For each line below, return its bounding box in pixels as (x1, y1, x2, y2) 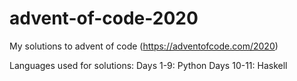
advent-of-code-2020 (9, 7, 199, 30)
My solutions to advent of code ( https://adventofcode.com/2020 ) (9, 40, 279, 52)
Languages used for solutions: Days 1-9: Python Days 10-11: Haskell (9, 59, 288, 71)
